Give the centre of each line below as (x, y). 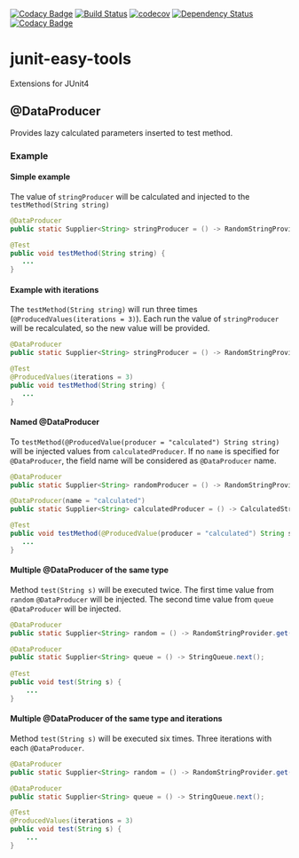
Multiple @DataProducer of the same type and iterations (116, 719)
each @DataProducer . (47, 748)
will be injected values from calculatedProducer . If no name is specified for (145, 451)
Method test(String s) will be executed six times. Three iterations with (141, 738)
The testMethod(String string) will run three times (104, 310)
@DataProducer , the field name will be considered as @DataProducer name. (144, 460)
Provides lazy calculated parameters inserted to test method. (122, 132)
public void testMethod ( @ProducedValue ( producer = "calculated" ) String (147, 534)
